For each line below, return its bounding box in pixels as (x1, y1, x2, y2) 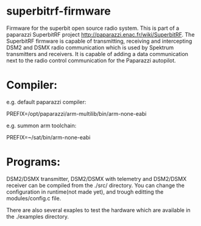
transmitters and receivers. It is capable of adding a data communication (6, 50, 189, 57)
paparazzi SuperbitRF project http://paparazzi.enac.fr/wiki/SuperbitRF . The (6, 30, 195, 38)
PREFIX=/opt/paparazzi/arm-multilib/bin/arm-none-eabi (6, 110, 147, 117)
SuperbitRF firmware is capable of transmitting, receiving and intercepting (6, 37, 192, 44)
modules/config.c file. (6, 194, 62, 202)
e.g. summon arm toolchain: (6, 122, 77, 129)
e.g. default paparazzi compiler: (6, 98, 86, 105)
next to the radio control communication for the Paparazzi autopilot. (6, 57, 177, 64)
